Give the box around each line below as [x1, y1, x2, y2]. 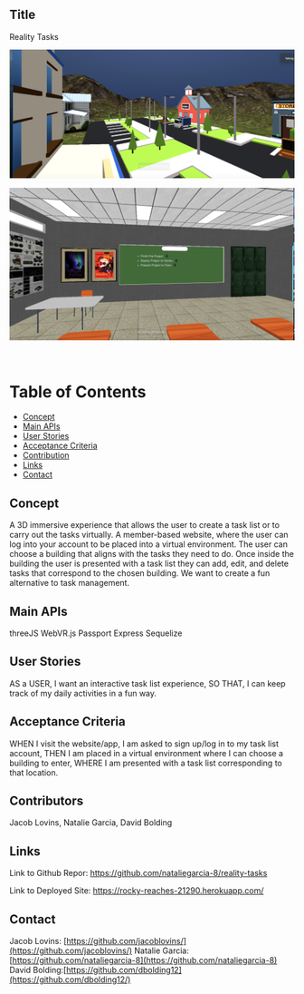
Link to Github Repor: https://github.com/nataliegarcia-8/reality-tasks [9, 868, 268, 879]
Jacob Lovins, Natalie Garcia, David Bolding [9, 817, 173, 828]
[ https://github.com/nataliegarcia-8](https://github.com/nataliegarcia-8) [9, 955, 278, 966]
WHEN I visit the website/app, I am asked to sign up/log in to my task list [9, 738, 279, 749]
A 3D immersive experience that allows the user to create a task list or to [9, 520, 280, 531]
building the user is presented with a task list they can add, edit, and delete [9, 558, 290, 570]
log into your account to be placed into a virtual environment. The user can [9, 539, 288, 550]
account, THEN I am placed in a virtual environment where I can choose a [9, 747, 283, 758]
